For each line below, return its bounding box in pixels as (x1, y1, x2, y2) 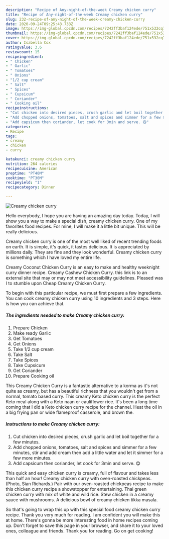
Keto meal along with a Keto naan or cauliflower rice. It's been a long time (6, 398, 158, 405)
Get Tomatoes (13, 335, 42, 341)
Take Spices (13, 356, 39, 363)
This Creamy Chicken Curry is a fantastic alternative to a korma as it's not (6, 383, 158, 389)
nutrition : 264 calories (6, 161, 58, 166)
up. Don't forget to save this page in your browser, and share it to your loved (6, 522, 163, 528)
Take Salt (13, 351, 33, 357)
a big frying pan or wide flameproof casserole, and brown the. (6, 409, 134, 415)
